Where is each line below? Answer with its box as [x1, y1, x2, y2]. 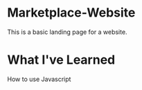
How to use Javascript [7, 75, 71, 83]
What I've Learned [7, 52, 116, 68]
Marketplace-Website [7, 5, 136, 21]
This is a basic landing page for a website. [7, 28, 127, 36]
